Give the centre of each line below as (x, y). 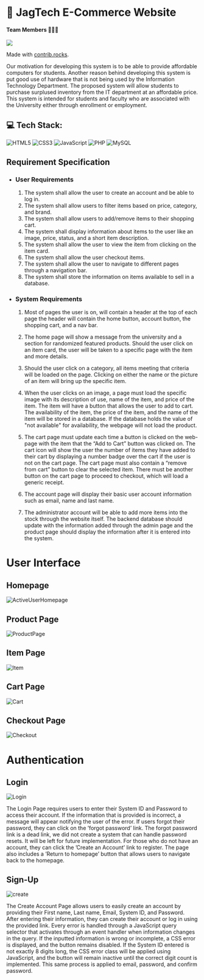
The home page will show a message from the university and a (103, 337)
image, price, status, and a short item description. (86, 238)
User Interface (44, 563)
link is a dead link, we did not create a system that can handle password (97, 834)
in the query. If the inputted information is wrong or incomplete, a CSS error (101, 939)
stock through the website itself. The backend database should (103, 519)
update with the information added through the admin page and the (109, 526)
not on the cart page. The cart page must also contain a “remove (105, 463)
